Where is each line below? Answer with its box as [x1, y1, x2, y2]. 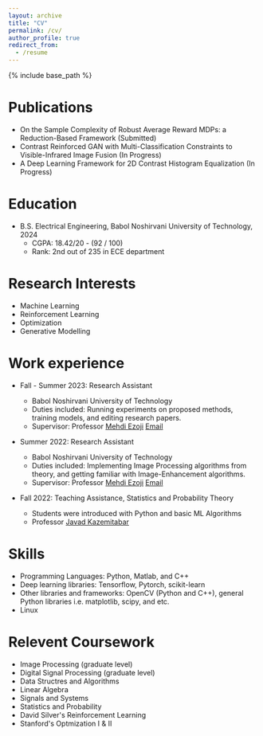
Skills [8, 545, 45, 562]
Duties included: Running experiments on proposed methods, [31, 404, 234, 414]
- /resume [15, 49, 48, 57]
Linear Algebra [19, 684, 69, 694]
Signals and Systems [19, 693, 89, 703]
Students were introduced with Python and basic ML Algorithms [31, 508, 241, 518]
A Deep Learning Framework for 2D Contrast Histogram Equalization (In [19, 159, 255, 168]
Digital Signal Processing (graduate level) [19, 667, 155, 677]
